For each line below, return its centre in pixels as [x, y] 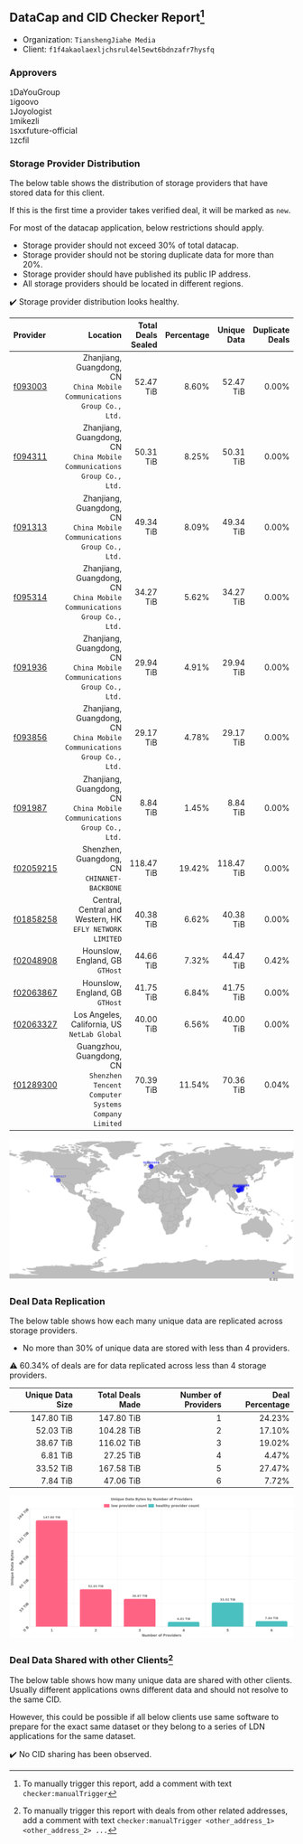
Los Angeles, [98, 1014]
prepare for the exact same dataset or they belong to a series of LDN [138, 1726]
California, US [96, 1024]
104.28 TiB [120, 1430]
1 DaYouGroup [35, 92]
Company [108, 1115]
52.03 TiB [55, 1430]
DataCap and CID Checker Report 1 [107, 16]
